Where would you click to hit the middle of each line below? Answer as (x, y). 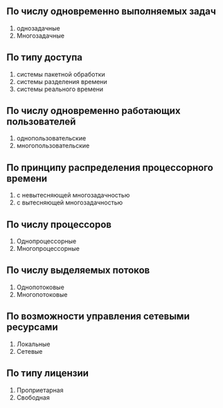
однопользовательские (51, 138)
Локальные (33, 344)
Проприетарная (40, 390)
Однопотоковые (41, 287)
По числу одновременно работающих (93, 111)
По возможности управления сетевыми (98, 317)
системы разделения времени (62, 81)
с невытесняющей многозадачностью (73, 195)
